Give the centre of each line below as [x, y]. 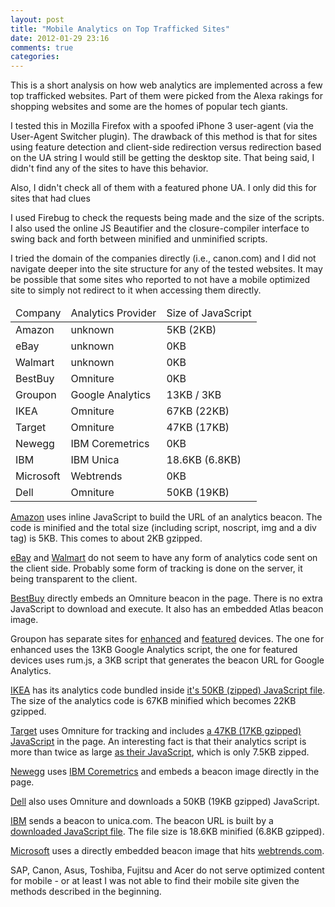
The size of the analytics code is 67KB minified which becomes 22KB [153, 701]
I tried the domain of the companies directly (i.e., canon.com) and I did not [163, 258]
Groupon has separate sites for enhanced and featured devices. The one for [167, 639]
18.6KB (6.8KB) [204, 460]
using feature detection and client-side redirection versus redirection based [166, 147]
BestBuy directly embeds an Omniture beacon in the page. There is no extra [166, 598]
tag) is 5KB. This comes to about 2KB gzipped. [106, 538]
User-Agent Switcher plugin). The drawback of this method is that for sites [164, 137]
